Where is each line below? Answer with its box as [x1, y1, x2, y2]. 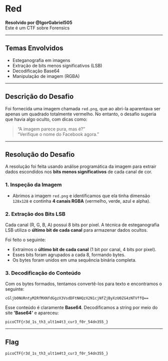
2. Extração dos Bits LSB [5, 210, 66, 217]
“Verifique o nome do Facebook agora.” [17, 131, 99, 137]
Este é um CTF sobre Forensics [5, 24, 70, 30]
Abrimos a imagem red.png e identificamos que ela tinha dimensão [12, 193, 150, 199]
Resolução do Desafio [5, 150, 75, 159]
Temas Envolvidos [5, 44, 63, 52]
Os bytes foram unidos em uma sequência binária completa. [12, 257, 136, 263]
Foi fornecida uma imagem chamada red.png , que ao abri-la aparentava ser [5, 105, 161, 111]
